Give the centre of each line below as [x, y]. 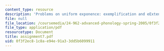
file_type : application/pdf [34, 28]
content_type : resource [29, 9]
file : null [16, 18]
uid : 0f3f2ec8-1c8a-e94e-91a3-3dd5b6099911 [50, 41]
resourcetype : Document [29, 32]
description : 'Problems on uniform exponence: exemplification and [75, 14]
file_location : [20, 23]
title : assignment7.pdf [29, 37]
